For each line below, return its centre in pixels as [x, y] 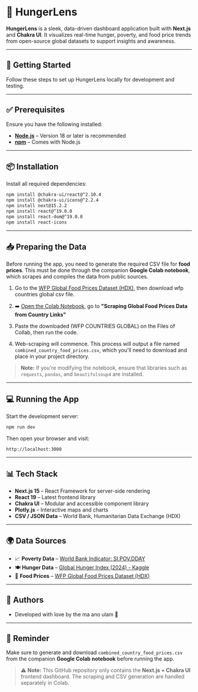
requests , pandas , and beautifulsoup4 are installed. [82, 374]
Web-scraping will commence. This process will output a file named [97, 344]
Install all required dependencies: [47, 184]
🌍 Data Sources [36, 541]
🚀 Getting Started [39, 65]
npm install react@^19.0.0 [39, 211]
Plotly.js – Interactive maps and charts [61, 510]
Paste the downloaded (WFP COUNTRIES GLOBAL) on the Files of [95, 326]
